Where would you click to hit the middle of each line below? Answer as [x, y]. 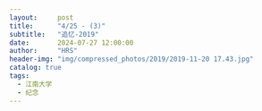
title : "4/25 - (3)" [57, 26]
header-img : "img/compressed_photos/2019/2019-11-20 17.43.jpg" [131, 59]
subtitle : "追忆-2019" [54, 34]
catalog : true [36, 68]
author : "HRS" [43, 51]
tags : [19, 76]
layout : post [42, 17]
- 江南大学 [35, 84]
